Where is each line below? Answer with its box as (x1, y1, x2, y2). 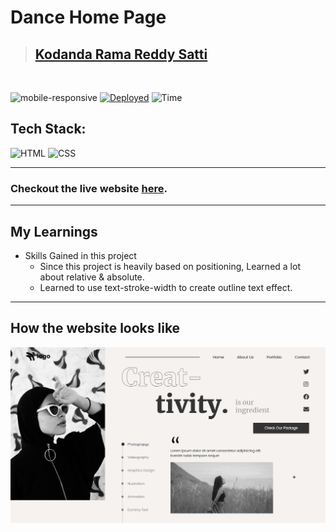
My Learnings (10, 223, 98, 240)
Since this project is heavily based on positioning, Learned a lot (39, 260, 301, 272)
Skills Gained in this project (24, 249, 137, 261)
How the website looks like (10, 320, 181, 337)
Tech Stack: (10, 121, 87, 138)
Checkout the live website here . (10, 181, 168, 195)
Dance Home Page (10, 6, 167, 29)
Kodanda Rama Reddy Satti (34, 46, 208, 63)
